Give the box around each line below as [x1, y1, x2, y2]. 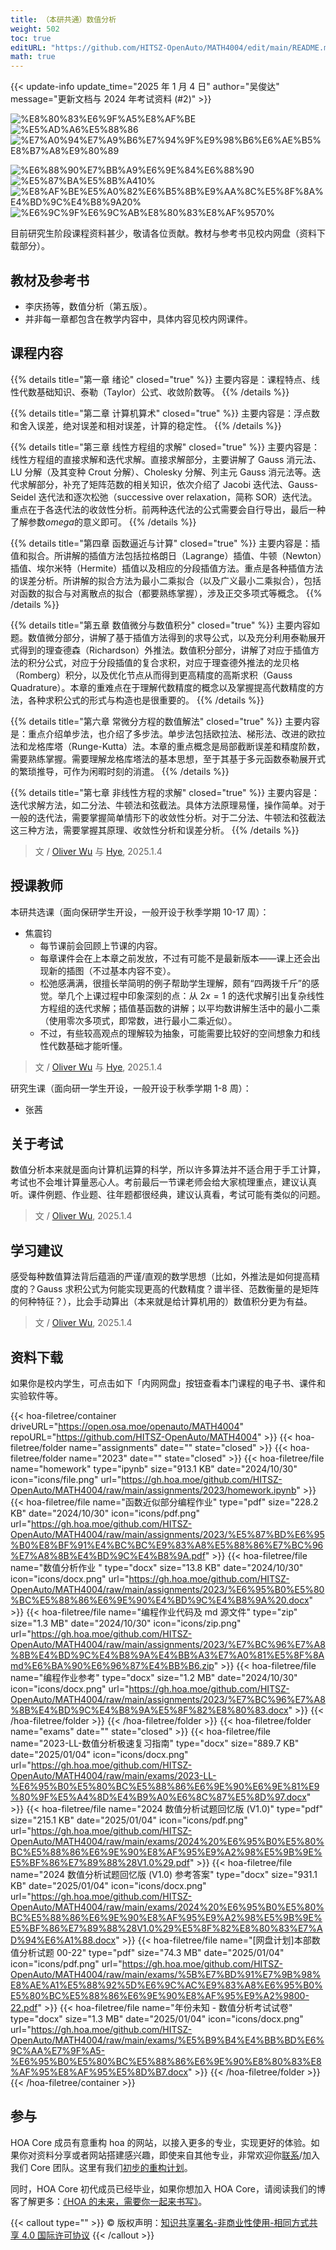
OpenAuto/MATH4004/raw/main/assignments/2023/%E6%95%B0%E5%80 [10, 1584, 325, 1595]
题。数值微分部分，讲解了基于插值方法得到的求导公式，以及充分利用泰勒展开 [10, 631, 326, 643]
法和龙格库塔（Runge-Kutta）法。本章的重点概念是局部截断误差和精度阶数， [10, 740, 326, 752]
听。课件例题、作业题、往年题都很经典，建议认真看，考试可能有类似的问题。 [10, 1189, 326, 1201]
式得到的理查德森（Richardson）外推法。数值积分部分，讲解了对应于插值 [10, 644, 312, 656]
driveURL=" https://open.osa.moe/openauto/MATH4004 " [10, 1421, 245, 1432]
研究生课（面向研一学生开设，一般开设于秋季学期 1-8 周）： [10, 1082, 252, 1094]
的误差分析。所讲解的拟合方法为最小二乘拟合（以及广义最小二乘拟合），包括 [10, 574, 322, 586]
